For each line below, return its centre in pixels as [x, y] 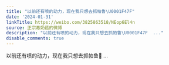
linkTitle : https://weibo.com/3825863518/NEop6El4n [70, 22]
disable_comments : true [35, 38]
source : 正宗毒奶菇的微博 [34, 28]
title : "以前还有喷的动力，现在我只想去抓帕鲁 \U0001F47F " [70, 11]
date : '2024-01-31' [30, 17]
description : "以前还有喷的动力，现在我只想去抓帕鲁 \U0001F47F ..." [85, 33]
